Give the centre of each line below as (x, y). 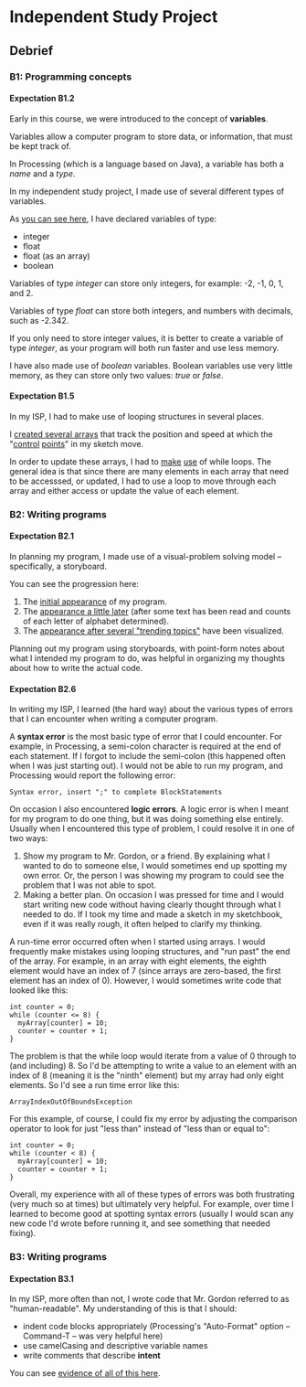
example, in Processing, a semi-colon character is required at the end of (145, 746)
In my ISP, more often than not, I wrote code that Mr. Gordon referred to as (149, 1299)
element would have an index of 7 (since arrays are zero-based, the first (145, 971)
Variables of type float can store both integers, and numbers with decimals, (152, 310)
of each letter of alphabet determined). (95, 621)
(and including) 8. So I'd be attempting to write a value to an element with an (153, 1066)
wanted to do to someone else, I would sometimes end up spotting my (155, 866)
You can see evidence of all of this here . (85, 1373)
